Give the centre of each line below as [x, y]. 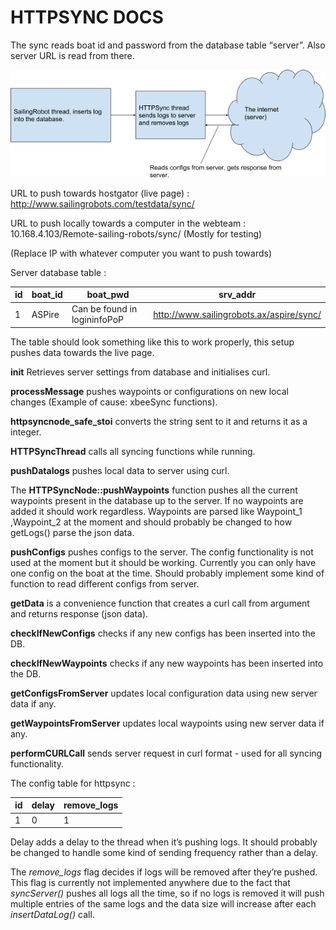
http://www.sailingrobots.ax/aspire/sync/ [237, 314]
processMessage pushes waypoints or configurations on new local [149, 391]
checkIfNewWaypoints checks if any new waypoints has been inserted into [167, 663]
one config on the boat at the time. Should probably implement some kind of [167, 573]
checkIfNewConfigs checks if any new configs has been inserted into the [163, 633]
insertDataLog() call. [52, 915]
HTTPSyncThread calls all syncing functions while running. [133, 451]
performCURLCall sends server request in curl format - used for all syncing [166, 753]
